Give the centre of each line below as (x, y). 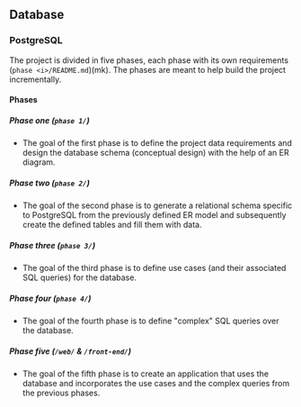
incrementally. (35, 79)
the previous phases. (61, 393)
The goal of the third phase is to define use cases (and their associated (154, 268)
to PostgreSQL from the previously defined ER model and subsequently (154, 215)
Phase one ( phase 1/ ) (49, 120)
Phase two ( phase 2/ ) (49, 183)
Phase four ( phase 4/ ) (50, 298)
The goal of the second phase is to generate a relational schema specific (157, 205)
